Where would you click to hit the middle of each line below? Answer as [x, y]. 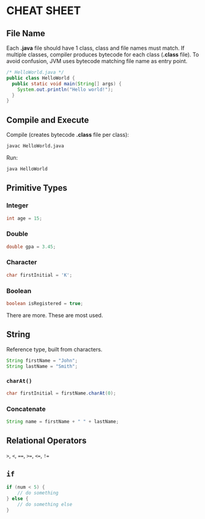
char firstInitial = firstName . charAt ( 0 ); [61, 393]
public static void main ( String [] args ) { [67, 83]
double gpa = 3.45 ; [31, 247]
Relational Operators [47, 441]
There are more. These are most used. [55, 315]
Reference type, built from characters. [54, 349]
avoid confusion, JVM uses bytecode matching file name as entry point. [97, 61]
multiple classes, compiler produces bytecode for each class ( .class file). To [103, 55]
